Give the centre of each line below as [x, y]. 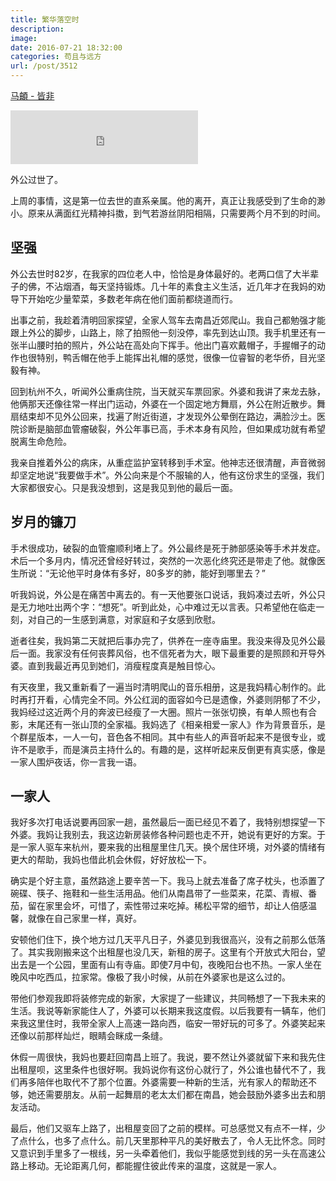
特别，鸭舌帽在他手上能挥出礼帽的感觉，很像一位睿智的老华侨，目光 [176, 357]
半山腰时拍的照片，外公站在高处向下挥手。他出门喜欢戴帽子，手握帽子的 [167, 345]
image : [24, 38]
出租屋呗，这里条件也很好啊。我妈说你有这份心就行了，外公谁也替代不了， [163, 1070]
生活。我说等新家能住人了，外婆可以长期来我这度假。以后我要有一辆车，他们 [168, 1011]
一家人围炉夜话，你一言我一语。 [76, 762]
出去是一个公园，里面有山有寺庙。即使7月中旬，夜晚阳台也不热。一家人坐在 [166, 965]
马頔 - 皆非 [32, 95]
